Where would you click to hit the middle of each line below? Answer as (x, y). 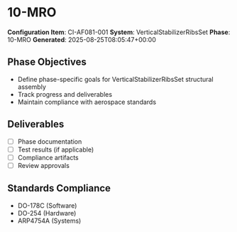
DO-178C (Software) (47, 205)
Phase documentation (50, 141)
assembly (32, 87)
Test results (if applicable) (56, 149)
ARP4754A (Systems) (49, 221)
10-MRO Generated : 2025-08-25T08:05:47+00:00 (82, 39)
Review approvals (43, 165)
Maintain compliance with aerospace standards (87, 102)
